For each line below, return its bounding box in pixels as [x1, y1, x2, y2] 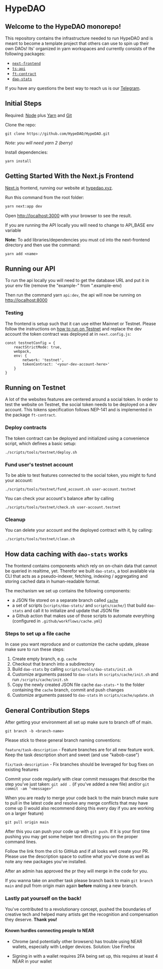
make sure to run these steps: [5, 646, 65, 652]
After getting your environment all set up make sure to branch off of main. [5, 719, 153, 725]
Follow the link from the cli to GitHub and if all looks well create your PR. [5, 848, 149, 854]
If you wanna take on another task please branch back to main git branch [5, 878, 153, 884]
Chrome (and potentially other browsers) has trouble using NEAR [12, 938, 143, 944]
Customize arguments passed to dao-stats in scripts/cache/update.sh [12, 692, 154, 698]
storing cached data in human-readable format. [5, 579, 100, 585]
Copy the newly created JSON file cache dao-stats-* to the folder [12, 682, 145, 688]
